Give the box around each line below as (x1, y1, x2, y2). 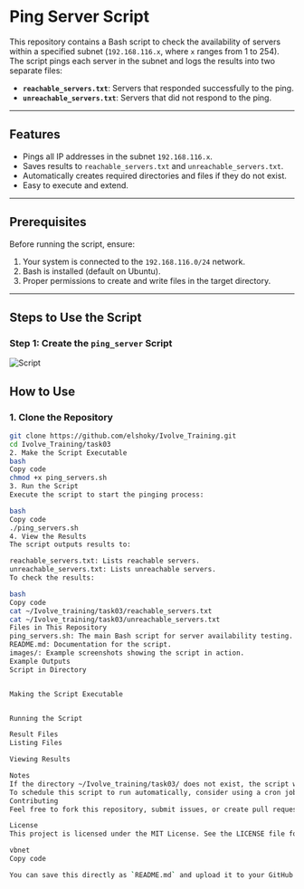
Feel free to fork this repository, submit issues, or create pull (9, 805, 270, 814)
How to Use (9, 383, 76, 399)
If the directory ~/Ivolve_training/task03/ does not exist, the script (9, 780, 290, 789)
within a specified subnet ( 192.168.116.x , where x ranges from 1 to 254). (9, 45, 280, 56)
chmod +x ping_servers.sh (9, 473, 107, 483)
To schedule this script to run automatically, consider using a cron (9, 788, 281, 797)
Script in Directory (9, 665, 88, 675)
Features (9, 127, 61, 142)
